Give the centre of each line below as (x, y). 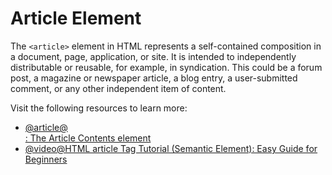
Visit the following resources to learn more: (99, 108)
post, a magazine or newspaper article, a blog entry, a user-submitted (154, 78)
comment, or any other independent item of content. (118, 88)
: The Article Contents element (88, 138)
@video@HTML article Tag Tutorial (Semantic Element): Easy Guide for (171, 148)
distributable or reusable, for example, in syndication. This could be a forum (166, 67)
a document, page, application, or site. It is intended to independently (153, 56)
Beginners (46, 159)
